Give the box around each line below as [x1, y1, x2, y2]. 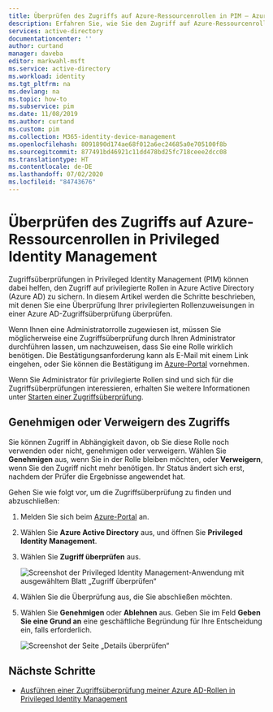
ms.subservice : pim [8, 102, 75, 110]
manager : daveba [8, 50, 63, 58]
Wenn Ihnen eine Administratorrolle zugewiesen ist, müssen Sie [8, 324, 222, 334]
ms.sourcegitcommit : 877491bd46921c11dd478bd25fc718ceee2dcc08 [8, 148, 227, 156]
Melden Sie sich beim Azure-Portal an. [19, 511, 149, 521]
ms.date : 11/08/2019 [8, 110, 79, 119]
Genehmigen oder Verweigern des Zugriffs [8, 416, 231, 429]
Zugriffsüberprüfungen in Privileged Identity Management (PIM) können [8, 274, 249, 284]
